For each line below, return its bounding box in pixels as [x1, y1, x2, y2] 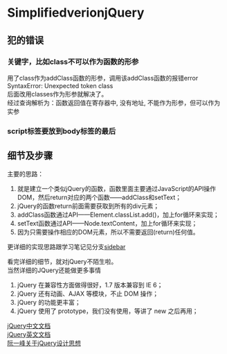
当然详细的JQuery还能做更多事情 [7, 266, 102, 274]
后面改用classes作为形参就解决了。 [7, 90, 108, 98]
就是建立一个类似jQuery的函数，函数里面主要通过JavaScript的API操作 [17, 184, 217, 192]
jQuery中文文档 [7, 321, 51, 330]
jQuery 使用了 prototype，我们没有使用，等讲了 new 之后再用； [17, 307, 199, 315]
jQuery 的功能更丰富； [17, 298, 81, 306]
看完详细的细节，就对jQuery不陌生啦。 [7, 257, 118, 265]
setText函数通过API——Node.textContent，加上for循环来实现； [17, 219, 198, 227]
